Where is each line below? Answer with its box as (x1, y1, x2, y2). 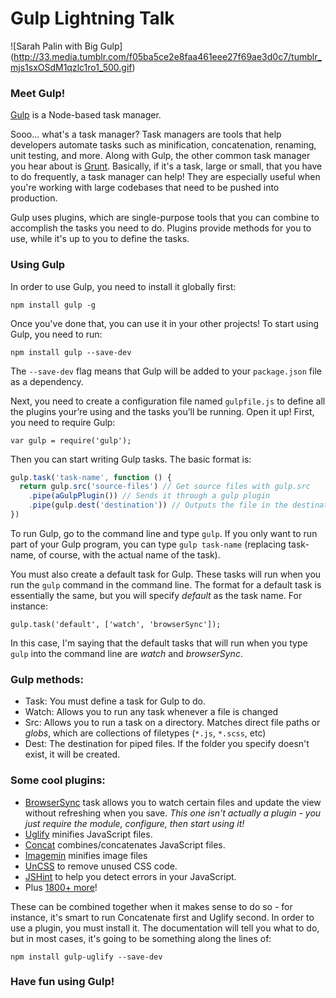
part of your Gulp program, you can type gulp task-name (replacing (10, 538, 287, 550)
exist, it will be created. (24, 748, 121, 761)
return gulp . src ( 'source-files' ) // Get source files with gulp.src (19, 482, 311, 492)
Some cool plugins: (10, 773, 106, 787)
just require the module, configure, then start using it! (24, 817, 245, 829)
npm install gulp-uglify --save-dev (10, 952, 163, 962)
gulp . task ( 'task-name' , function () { (10, 472, 172, 482)
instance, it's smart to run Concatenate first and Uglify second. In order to (10, 911, 315, 923)
